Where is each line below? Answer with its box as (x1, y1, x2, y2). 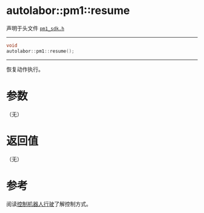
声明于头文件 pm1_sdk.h (6, 24, 65, 32)
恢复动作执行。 (6, 65, 44, 73)
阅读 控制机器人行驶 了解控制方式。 (6, 200, 92, 208)
